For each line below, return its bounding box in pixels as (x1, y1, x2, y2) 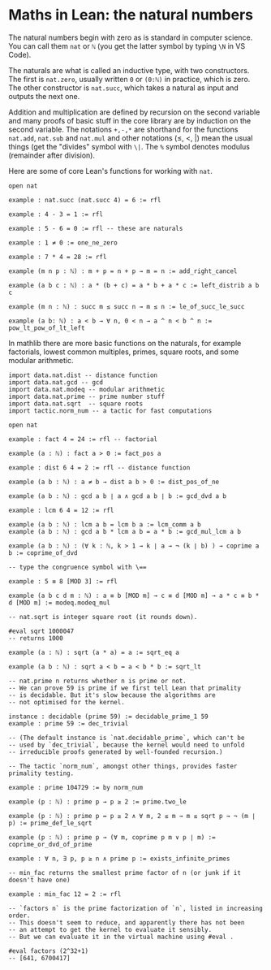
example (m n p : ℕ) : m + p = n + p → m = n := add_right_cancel (8, 266, 238, 275)
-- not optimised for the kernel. (8, 698, 126, 706)
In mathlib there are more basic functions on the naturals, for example (8, 338, 242, 348)
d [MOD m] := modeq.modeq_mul (8, 599, 111, 607)
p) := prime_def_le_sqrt (8, 819, 92, 827)
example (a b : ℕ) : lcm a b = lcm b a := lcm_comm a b (8, 520, 201, 529)
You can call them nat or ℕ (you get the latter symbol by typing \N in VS (8, 41, 246, 50)
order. (8, 912, 31, 920)
